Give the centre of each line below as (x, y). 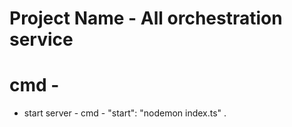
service (41, 39)
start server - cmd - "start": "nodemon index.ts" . (125, 113)
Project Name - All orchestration (146, 18)
